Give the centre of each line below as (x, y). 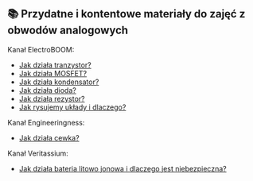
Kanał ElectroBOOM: (41, 49)
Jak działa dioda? (47, 90)
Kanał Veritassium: (38, 153)
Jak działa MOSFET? (53, 73)
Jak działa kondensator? (59, 82)
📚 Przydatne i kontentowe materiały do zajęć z (127, 14)
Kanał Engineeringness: (46, 122)
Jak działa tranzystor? (55, 65)
